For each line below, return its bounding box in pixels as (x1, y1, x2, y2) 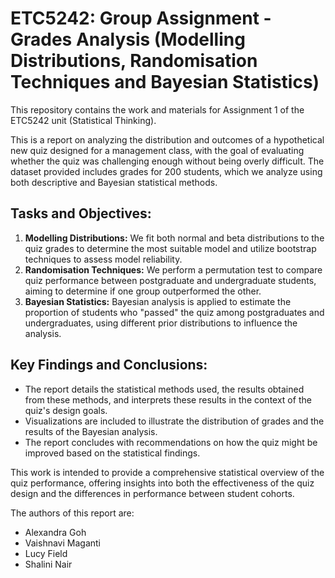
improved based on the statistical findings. (24, 447, 201, 459)
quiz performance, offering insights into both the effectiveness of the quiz (10, 477, 315, 489)
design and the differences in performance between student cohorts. (10, 487, 295, 499)
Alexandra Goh (24, 526, 87, 538)
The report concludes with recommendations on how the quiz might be (24, 436, 318, 448)
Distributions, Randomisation (10, 50, 258, 72)
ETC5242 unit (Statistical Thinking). (10, 114, 157, 126)
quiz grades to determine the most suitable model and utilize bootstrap (24, 242, 317, 254)
